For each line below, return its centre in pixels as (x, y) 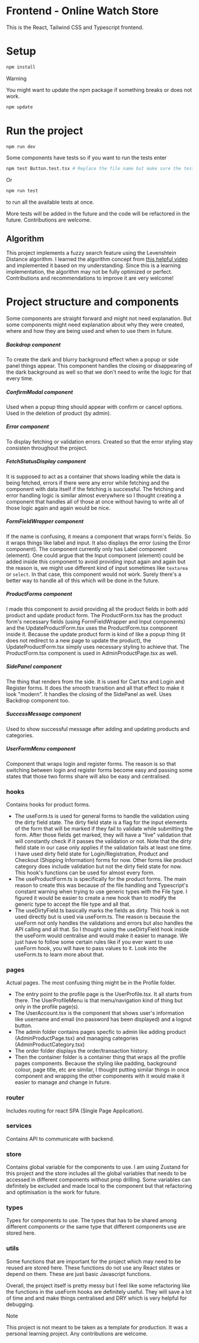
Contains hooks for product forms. (48, 804)
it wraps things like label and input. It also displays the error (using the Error (98, 543)
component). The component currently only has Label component (86, 549)
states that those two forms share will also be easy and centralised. (88, 776)
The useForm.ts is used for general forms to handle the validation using (102, 816)
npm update (20, 107)
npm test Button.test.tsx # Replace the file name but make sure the (94, 169)
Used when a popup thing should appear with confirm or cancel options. (95, 406)
